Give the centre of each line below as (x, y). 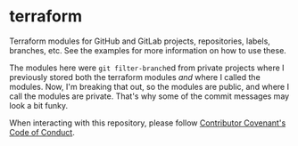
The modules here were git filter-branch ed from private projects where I (147, 68)
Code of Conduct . (42, 132)
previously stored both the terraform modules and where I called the (135, 77)
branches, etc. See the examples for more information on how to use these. (148, 50)
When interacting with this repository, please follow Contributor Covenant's (148, 123)
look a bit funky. (39, 105)
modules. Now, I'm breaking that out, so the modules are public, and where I (149, 86)
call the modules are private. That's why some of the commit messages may (149, 96)
